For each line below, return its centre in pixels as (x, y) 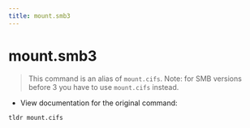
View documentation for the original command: (99, 103)
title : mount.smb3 (39, 16)
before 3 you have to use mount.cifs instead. (103, 87)
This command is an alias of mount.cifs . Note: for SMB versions (135, 79)
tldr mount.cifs (36, 117)
